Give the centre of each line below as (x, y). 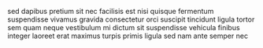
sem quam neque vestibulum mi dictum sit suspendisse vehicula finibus (124, 27)
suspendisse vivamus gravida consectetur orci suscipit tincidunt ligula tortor (131, 19)
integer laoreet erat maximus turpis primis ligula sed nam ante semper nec (128, 36)
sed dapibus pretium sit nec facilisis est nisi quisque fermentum (111, 11)
